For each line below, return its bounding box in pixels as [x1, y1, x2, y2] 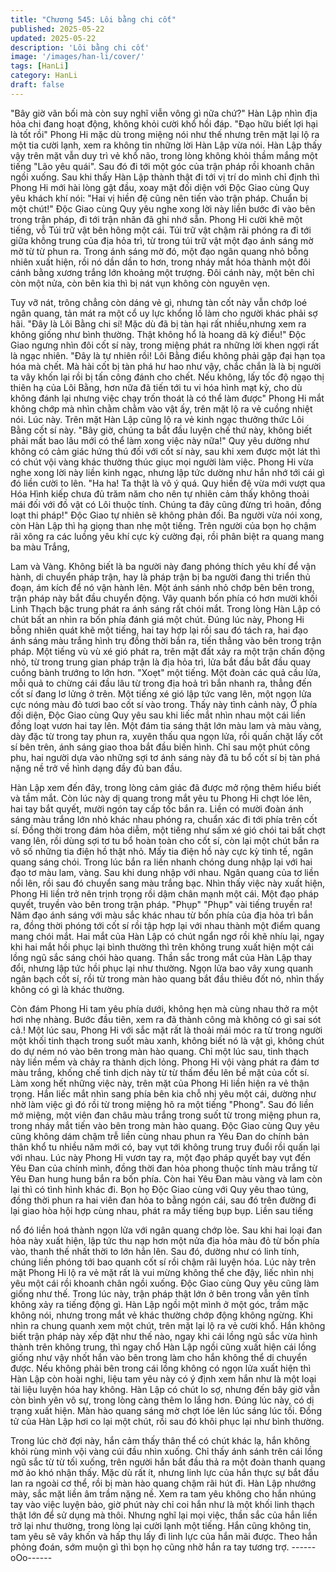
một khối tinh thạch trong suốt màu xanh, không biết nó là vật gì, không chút [10, 1034, 325, 1046]
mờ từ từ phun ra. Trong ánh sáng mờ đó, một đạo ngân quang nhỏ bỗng [10, 245, 309, 257]
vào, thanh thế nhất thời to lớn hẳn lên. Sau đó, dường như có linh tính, [10, 1245, 300, 1257]
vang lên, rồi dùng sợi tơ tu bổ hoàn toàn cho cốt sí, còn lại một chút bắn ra [10, 834, 320, 846]
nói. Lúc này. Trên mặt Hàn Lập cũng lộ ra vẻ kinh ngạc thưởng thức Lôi [10, 413, 305, 425]
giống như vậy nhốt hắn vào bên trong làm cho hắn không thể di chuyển [10, 1351, 308, 1363]
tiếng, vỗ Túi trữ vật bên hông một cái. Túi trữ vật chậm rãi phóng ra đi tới [10, 224, 312, 236]
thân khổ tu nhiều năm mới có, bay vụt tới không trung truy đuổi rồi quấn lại [10, 1141, 320, 1153]
